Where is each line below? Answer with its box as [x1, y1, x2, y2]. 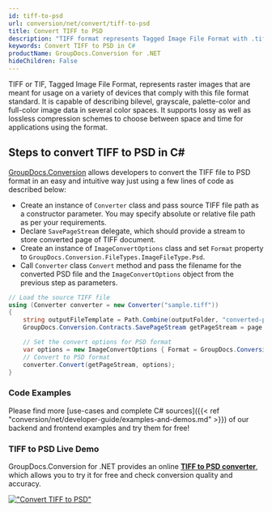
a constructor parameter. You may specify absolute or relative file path [19, 208, 256, 219]
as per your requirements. [19, 217, 107, 227]
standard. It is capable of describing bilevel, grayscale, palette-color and [8, 96, 251, 106]
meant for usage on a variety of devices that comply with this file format [8, 87, 249, 97]
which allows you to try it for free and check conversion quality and [8, 471, 233, 480]
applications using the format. [8, 122, 108, 132]
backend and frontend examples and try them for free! [8, 423, 190, 433]
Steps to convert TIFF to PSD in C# [8, 146, 185, 160]
